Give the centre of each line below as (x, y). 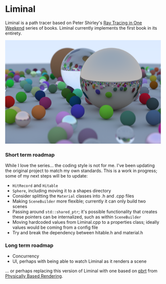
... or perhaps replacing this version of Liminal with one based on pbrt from (81, 271)
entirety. (14, 33)
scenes (20, 206)
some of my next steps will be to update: (46, 176)
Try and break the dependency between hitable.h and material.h (78, 232)
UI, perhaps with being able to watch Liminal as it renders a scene (79, 261)
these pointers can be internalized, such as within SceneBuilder (77, 217)
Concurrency (26, 256)
